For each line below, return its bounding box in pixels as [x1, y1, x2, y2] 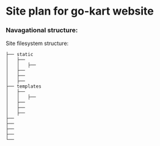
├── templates [5, 83, 42, 89]
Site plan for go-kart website [5, 4, 154, 18]
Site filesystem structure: [5, 40, 69, 47]
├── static [5, 52, 34, 58]
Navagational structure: [5, 26, 78, 35]
